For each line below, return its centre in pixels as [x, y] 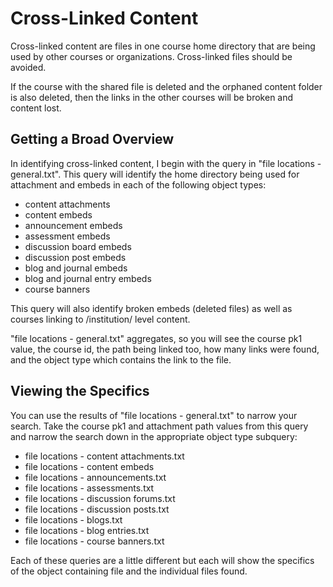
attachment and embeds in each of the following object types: [138, 184]
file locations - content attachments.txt [104, 456]
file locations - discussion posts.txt [97, 509]
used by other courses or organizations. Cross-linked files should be [151, 56]
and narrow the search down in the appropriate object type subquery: [154, 436]
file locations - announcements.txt [95, 477]
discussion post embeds [75, 257]
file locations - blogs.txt [73, 519]
